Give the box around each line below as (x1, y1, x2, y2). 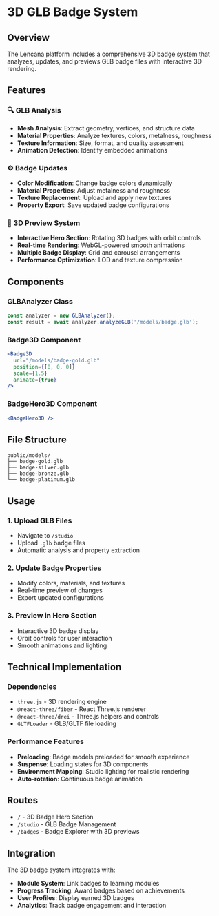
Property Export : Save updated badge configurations (17, 201, 170, 209)
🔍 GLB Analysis (7, 106, 61, 115)
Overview (7, 32, 50, 43)
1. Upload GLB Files (7, 516, 72, 525)
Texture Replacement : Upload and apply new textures (17, 193, 172, 202)
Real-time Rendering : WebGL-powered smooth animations (17, 241, 185, 249)
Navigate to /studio (17, 531, 74, 539)
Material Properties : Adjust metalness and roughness (17, 186, 171, 194)
